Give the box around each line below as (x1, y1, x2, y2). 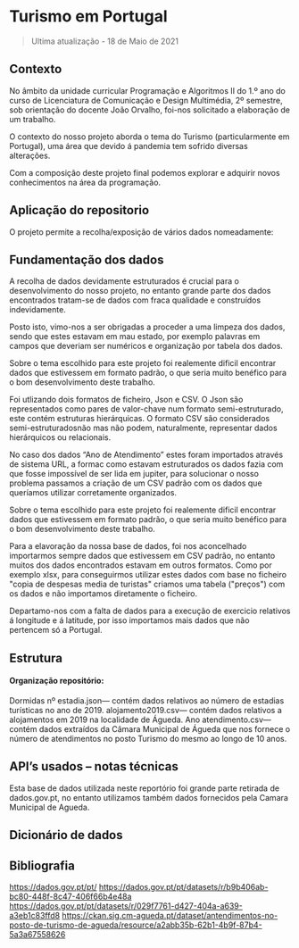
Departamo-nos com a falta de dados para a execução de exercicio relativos (9, 605, 291, 617)
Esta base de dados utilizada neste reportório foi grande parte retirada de (9, 783, 279, 794)
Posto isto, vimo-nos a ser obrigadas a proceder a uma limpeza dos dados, (9, 321, 286, 332)
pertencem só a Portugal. (9, 625, 103, 636)
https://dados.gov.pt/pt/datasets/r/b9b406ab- (98, 881, 269, 892)
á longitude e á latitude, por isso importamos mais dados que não (9, 615, 250, 626)
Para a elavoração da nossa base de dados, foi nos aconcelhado (9, 541, 247, 552)
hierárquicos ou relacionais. (9, 432, 112, 443)
